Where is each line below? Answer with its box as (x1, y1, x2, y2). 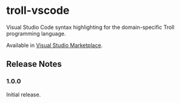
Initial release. (6, 91, 41, 98)
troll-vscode (6, 4, 69, 17)
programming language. (6, 30, 66, 37)
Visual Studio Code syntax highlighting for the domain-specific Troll (6, 23, 175, 31)
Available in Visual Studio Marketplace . (6, 42, 103, 49)
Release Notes (6, 59, 62, 69)
